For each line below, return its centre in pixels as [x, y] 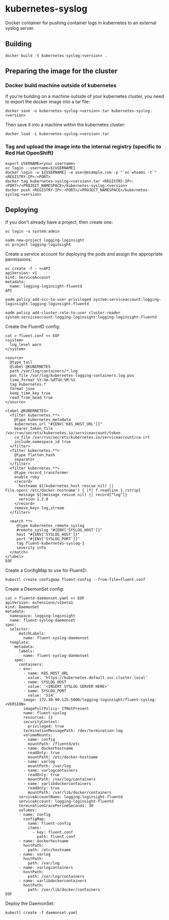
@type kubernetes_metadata [43, 419]
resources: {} [38, 717]
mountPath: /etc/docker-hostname [63, 757]
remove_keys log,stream [39, 508]
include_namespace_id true [43, 442]
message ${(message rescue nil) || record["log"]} [73, 495]
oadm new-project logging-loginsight [45, 240]
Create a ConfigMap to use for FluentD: [46, 570]
